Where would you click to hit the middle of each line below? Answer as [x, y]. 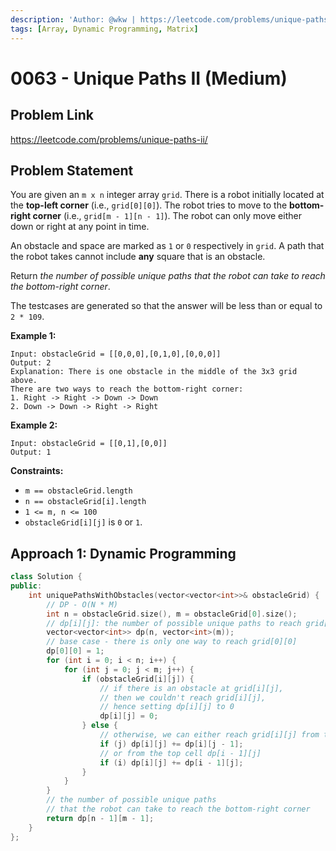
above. [24, 381]
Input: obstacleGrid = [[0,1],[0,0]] [89, 444]
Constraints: [37, 471]
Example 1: [33, 336]
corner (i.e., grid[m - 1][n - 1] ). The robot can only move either [167, 216]
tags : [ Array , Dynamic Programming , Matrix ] [104, 29]
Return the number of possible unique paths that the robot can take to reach [168, 276]
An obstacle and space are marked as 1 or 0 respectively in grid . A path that [167, 246]
